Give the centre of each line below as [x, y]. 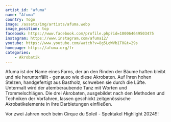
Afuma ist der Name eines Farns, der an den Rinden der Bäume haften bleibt [86, 72]
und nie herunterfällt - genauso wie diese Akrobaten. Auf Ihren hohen [78, 77]
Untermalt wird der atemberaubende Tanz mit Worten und [66, 88]
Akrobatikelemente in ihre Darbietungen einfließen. [59, 104]
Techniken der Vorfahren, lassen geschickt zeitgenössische [68, 99]
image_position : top [27, 29]
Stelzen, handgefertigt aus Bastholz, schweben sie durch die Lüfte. [76, 82]
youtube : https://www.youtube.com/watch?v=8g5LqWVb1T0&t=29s [72, 43]
